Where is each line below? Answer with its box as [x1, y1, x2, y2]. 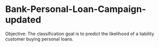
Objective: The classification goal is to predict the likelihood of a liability [5, 30, 154, 36]
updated [5, 14, 41, 25]
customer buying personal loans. [5, 36, 74, 42]
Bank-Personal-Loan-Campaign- [5, 3, 146, 15]
